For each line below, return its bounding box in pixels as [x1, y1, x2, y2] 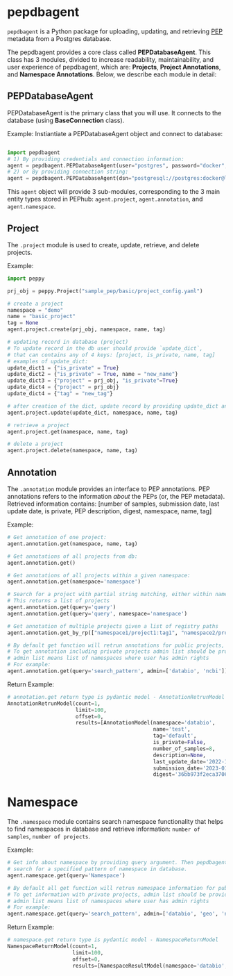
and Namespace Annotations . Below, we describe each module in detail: [7, 70, 217, 78]
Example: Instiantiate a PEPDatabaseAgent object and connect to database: [7, 129, 223, 138]
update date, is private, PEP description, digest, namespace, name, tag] [7, 507, 212, 515]
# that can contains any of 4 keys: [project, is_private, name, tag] [7, 351, 216, 358]
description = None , [153, 752, 207, 759]
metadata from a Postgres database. [7, 34, 112, 42]
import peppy [7, 275, 45, 282]
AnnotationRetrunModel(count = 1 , [7, 700, 101, 707]
